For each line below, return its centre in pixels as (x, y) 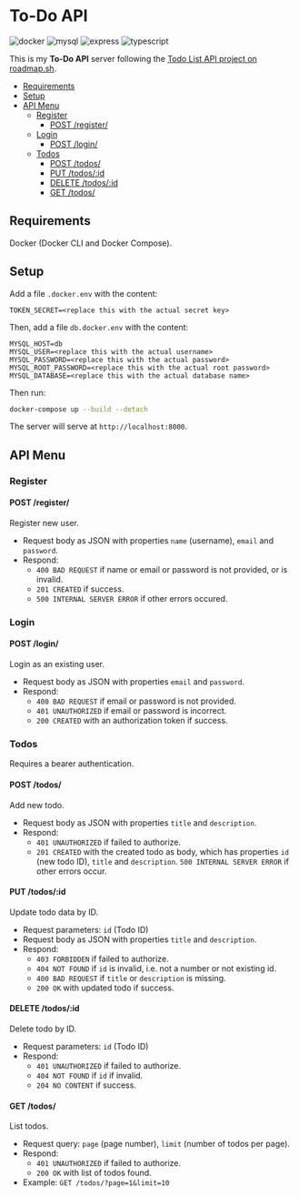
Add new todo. (37, 805)
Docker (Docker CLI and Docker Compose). (91, 243)
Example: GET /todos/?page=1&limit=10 (96, 1182)
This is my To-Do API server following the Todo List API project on (133, 58)
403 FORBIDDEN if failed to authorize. (103, 959)
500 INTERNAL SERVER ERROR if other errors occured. (132, 598)
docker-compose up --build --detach (79, 409)
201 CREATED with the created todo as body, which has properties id (162, 851)
